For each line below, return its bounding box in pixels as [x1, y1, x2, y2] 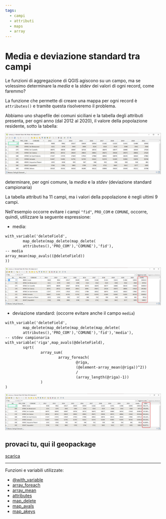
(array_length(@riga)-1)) [76, 375, 129, 380]
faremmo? [5, 88, 26, 94]
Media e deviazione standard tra [5, 51, 140, 62]
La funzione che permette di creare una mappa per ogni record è [5, 98, 137, 104]
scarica [5, 453, 21, 459]
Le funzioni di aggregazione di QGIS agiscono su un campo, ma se [5, 78, 141, 84]
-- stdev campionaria [5, 335, 50, 340]
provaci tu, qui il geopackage [5, 440, 96, 448]
